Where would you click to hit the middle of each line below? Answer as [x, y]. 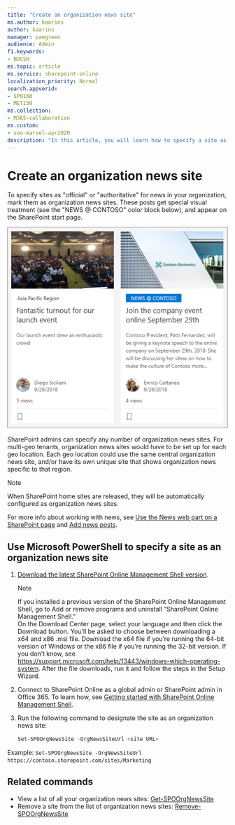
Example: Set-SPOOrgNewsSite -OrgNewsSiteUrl [74, 753]
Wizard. [29, 676]
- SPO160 [20, 96]
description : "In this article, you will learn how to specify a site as [117, 140]
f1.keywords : [26, 52]
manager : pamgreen [34, 37]
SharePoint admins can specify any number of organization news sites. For [115, 439]
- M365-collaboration [39, 118]
